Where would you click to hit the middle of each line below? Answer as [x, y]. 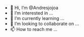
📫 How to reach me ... [34, 29]
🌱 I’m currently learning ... [37, 18]
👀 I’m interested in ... [32, 13]
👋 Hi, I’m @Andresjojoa [34, 8]
